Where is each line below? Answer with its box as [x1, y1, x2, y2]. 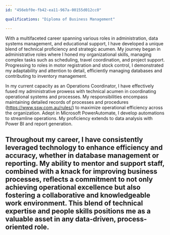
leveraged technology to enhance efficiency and [5, 143, 163, 152]
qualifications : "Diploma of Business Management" [5, 16, 115, 22]
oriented [5, 222, 33, 231]
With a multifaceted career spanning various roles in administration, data [5, 35, 158, 41]
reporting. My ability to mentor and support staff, [5, 159, 165, 168]
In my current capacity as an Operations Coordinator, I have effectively [5, 82, 154, 89]
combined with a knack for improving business [5, 167, 157, 175]
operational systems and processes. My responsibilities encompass [5, 94, 148, 100]
